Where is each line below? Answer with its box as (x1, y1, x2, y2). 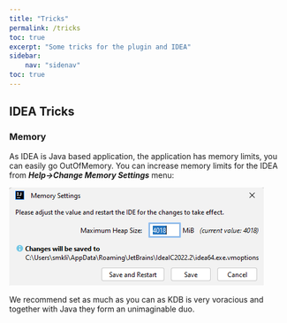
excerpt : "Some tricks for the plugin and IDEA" (9, 42, 192, 51)
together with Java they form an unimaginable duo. (9, 304, 195, 314)
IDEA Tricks (9, 104, 75, 119)
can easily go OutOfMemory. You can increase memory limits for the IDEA (9, 160, 278, 171)
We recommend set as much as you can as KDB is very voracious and (9, 294, 264, 304)
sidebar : (9, 51, 42, 61)
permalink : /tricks (9, 23, 81, 33)
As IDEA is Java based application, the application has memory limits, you (9, 150, 278, 161)
